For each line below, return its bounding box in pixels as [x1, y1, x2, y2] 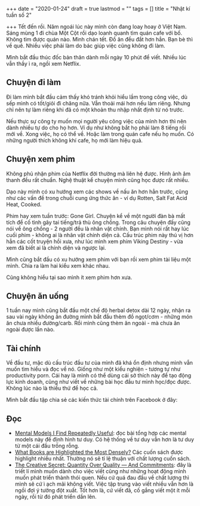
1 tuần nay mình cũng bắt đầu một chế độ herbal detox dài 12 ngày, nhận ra [6, 307, 191, 314]
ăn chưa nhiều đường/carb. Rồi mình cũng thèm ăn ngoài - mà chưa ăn [6, 320, 180, 327]
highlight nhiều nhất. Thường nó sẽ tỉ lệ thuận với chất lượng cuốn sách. [14, 455, 191, 462]
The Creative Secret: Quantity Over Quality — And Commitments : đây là [14, 461, 192, 469]
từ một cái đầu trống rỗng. [14, 443, 79, 450]
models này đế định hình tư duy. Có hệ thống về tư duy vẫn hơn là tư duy [14, 436, 194, 443]
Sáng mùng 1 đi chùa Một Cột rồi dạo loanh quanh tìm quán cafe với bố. [6, 29, 183, 37]
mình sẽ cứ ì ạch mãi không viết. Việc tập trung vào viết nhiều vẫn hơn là [14, 480, 194, 487]
